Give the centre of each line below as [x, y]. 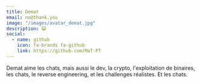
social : [16, 34]
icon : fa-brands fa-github [51, 46]
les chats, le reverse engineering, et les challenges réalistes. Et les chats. [97, 74]
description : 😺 [26, 28]
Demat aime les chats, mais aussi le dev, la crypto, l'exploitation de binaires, [101, 68]
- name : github [31, 40]
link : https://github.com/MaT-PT [59, 51]
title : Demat [23, 12]
